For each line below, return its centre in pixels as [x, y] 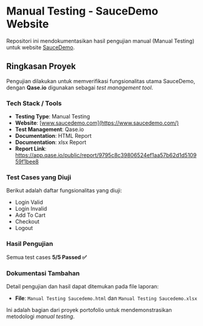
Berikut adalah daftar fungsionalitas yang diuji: [64, 191]
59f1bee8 [27, 161]
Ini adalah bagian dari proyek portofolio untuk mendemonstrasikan [89, 310]
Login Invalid [31, 209]
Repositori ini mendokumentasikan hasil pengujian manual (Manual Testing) [101, 41]
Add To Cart [30, 215]
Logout [24, 228]
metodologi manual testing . [41, 316]
